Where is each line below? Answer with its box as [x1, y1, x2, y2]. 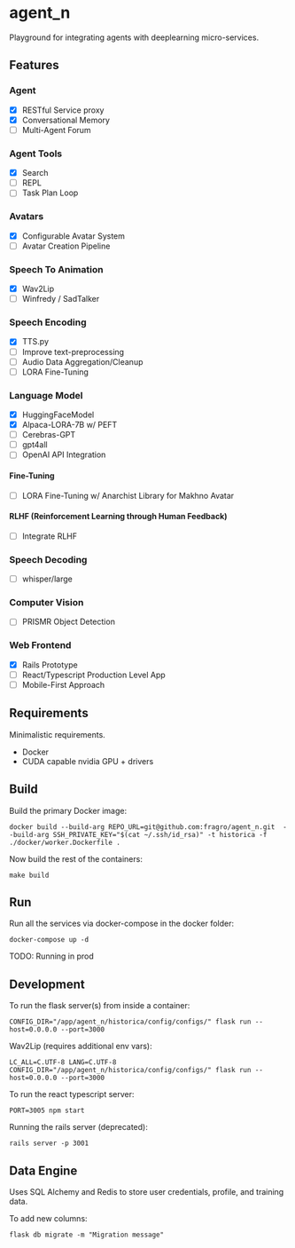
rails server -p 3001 [9, 1139, 89, 1148]
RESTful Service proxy [21, 105, 105, 115]
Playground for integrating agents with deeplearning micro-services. [9, 32, 260, 43]
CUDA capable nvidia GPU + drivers [21, 755, 154, 766]
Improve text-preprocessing [21, 346, 125, 357]
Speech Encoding [9, 316, 87, 328]
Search [21, 168, 49, 178]
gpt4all [21, 439, 49, 450]
